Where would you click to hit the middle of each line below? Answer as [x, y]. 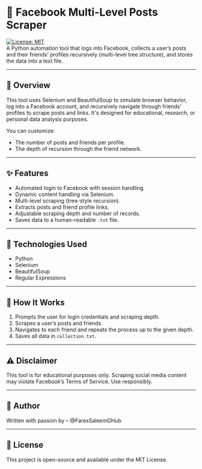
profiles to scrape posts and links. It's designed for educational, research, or [101, 112]
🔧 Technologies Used [47, 244]
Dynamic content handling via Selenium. [65, 194]
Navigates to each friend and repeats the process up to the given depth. [104, 330]
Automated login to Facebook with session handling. [80, 188]
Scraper [26, 25]
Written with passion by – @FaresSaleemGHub [64, 420]
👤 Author [23, 406]
